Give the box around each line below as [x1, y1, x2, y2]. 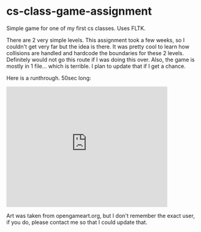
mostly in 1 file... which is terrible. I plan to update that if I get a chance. [6, 62, 186, 70]
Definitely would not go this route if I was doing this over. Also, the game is [6, 56, 195, 63]
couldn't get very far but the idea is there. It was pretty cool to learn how [6, 43, 190, 50]
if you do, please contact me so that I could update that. [6, 219, 148, 226]
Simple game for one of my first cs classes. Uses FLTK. [6, 24, 146, 32]
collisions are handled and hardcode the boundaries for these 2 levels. [6, 49, 184, 56]
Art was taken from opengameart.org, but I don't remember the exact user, [6, 212, 195, 219]
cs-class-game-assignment [6, 4, 152, 18]
